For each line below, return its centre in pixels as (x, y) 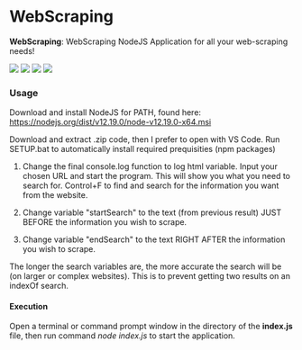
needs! (22, 50)
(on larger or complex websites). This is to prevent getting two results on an (150, 276)
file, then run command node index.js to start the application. (123, 336)
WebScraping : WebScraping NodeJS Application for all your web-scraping (149, 41)
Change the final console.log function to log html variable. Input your (150, 166)
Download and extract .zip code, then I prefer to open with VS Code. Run (145, 139)
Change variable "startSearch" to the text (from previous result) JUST (152, 212)
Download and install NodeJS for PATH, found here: (105, 112)
